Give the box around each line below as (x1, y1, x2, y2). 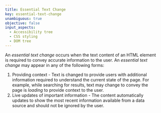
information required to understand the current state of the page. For (12, 77, 149, 82)
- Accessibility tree (9, 30, 53, 34)
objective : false (5, 20, 40, 26)
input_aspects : (5, 25, 36, 30)
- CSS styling (9, 34, 38, 39)
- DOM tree (9, 39, 31, 44)
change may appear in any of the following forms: (5, 62, 104, 68)
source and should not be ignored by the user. (12, 102, 104, 108)
